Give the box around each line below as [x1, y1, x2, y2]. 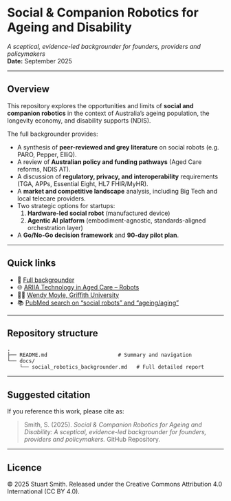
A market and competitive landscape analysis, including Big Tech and [16, 187, 218, 195]
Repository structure [7, 327, 98, 339]
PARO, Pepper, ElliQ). [16, 150, 77, 159]
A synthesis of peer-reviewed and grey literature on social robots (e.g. [16, 143, 219, 151]
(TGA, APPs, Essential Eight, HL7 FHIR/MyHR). [16, 179, 149, 187]
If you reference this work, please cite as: [7, 407, 124, 416]
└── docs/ [7, 358, 36, 365]
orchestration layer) [27, 223, 84, 232]
